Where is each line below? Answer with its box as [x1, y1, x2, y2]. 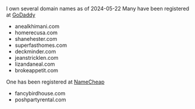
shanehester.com [14, 36, 57, 42]
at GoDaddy [6, 11, 36, 18]
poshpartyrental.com [14, 96, 66, 103]
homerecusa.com [14, 29, 58, 36]
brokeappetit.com [14, 67, 58, 73]
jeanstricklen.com [14, 54, 59, 61]
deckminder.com [14, 48, 56, 55]
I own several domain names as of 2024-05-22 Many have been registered [6, 5, 190, 12]
